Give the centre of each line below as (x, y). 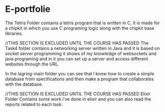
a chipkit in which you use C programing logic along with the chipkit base (80, 28)
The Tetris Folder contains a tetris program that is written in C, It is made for (82, 23)
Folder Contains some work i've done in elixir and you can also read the (78, 99)
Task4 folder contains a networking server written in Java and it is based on (82, 48)
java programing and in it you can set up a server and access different (77, 58)
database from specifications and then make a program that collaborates (80, 79)
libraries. (14, 33)
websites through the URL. (32, 64)
